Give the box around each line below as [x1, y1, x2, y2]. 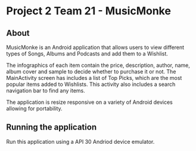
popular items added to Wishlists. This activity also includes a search [6, 81, 176, 88]
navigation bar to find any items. [6, 87, 85, 94]
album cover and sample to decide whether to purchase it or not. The [6, 68, 176, 75]
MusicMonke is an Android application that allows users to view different [6, 44, 185, 51]
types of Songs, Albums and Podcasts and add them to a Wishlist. [6, 50, 169, 57]
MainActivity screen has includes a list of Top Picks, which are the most [6, 75, 182, 81]
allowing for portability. [6, 105, 63, 112]
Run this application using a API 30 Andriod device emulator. [6, 138, 155, 145]
